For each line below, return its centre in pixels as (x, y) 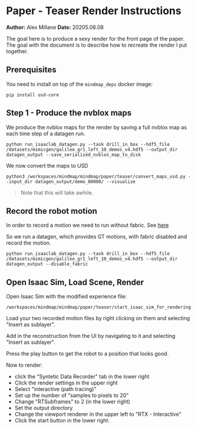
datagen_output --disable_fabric (47, 264)
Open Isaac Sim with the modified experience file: (67, 297)
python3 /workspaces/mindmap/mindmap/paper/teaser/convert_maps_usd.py (96, 176)
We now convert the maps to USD (47, 165)
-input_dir (19, 181)
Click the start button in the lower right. (62, 421)
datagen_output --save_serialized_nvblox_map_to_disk (74, 155)
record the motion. (29, 243)
